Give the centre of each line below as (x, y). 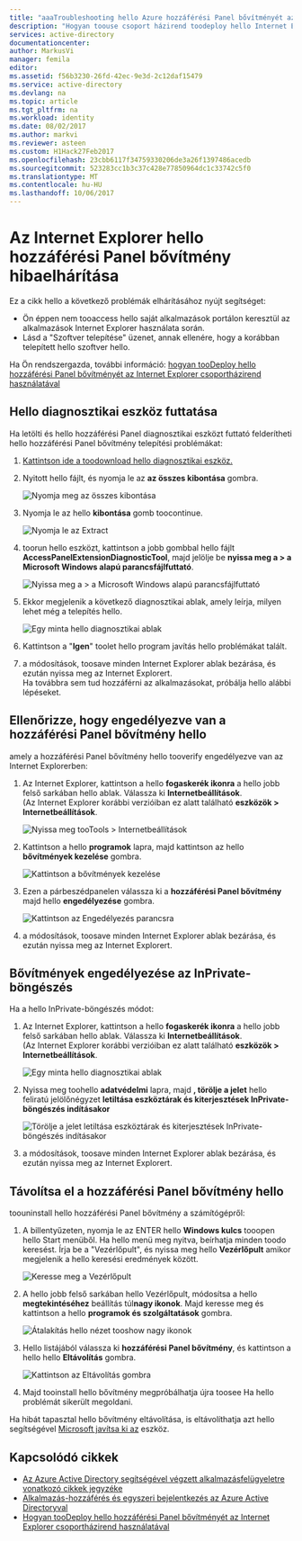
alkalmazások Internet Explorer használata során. (113, 327)
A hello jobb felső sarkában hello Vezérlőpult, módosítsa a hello (140, 1294)
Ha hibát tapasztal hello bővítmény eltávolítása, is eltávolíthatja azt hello (142, 1420)
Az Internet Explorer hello (107, 238)
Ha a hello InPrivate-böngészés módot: (82, 1009)
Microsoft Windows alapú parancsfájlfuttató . (108, 567)
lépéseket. (41, 692)
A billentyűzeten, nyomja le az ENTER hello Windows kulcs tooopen (149, 1231)
